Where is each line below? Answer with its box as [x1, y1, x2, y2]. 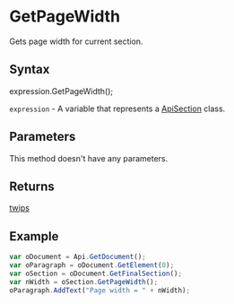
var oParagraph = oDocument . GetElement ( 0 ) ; [9, 261, 175, 270]
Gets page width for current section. [9, 36, 143, 47]
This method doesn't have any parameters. [9, 152, 169, 163]
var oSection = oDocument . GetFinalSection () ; [9, 269, 182, 278]
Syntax [9, 62, 50, 77]
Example [9, 229, 59, 244]
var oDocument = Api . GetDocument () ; [9, 253, 146, 262]
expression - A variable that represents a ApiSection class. [9, 103, 226, 114]
